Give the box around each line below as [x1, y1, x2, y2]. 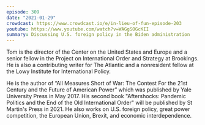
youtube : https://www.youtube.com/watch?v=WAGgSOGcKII [6, 26, 149, 32]
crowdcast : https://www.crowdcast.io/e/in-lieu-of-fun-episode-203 [6, 20, 182, 26]
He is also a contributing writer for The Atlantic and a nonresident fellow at [6, 62, 194, 69]
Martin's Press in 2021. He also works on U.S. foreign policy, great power [6, 105, 190, 113]
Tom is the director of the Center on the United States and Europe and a [6, 48, 188, 55]
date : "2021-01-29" [6, 15, 56, 21]
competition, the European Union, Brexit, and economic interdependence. [6, 112, 192, 120]
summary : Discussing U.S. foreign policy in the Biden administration [6, 32, 190, 38]
